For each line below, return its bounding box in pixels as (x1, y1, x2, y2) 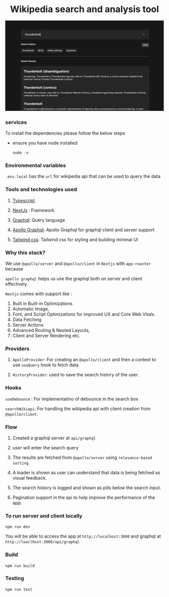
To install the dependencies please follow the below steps (5, 130, 125, 137)
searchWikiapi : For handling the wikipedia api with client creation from (5, 406, 151, 412)
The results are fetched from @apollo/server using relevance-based (12, 454, 152, 460)
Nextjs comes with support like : (5, 291, 72, 297)
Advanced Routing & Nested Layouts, (12, 327, 90, 334)
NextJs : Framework (12, 207, 54, 213)
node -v (12, 150, 29, 156)
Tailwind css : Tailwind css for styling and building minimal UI (12, 236, 138, 242)
